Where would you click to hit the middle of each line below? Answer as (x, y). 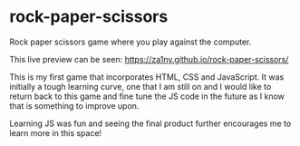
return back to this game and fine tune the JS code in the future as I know (147, 96)
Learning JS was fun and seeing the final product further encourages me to (150, 123)
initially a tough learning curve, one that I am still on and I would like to (140, 86)
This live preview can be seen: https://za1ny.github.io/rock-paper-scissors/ (149, 59)
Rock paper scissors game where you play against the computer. (131, 42)
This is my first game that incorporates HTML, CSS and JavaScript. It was (147, 77)
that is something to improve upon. (74, 105)
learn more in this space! (56, 132)
